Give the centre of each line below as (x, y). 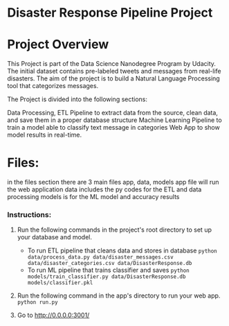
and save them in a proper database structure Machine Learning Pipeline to (115, 120)
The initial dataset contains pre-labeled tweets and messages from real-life (114, 71)
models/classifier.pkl (60, 283)
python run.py (37, 302)
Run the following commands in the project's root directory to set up (114, 230)
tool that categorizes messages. (53, 86)
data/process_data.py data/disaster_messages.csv (101, 257)
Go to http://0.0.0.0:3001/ (53, 315)
